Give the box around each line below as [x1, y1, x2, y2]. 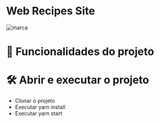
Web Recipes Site [6, 4, 95, 18]
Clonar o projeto [14, 97, 55, 104]
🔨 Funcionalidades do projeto [6, 45, 155, 59]
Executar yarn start [14, 110, 63, 117]
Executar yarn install [14, 103, 66, 111]
